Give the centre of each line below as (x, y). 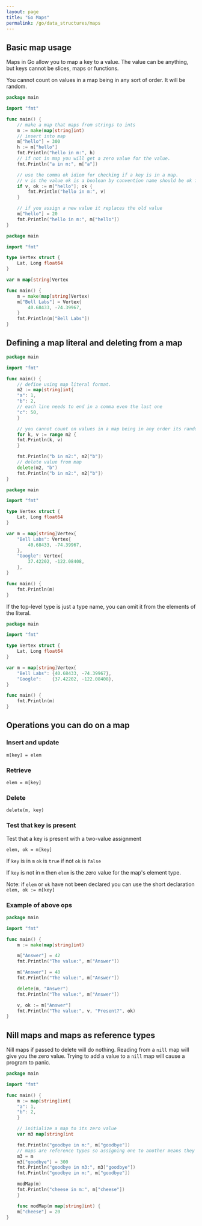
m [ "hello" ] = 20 (38, 214)
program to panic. (28, 1063)
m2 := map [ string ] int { (45, 390)
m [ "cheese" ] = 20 (39, 1212)
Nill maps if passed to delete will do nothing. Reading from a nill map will (98, 1050)
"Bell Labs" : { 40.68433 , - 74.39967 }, (64, 673)
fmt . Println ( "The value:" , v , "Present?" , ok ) (76, 1011)
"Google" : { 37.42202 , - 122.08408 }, (66, 679)
